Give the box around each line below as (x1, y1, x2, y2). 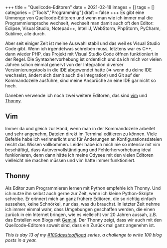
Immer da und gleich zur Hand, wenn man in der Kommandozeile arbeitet (5, 125, 156, 131)
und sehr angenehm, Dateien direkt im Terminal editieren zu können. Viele (5, 131, 158, 137)
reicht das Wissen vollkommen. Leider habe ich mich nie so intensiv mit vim (5, 141, 161, 147)
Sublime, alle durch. (5, 31, 46, 36)
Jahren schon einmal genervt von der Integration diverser (5, 62, 124, 67)
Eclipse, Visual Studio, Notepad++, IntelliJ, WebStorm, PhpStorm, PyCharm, (5, 25, 161, 31)
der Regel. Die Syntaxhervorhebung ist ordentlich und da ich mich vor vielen (5, 56, 162, 62)
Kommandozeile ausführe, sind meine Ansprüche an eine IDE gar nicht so (5, 77, 156, 83)
